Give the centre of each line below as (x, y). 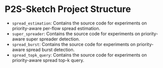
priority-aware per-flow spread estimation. (56, 28)
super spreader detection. (53, 39)
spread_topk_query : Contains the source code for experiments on (79, 55)
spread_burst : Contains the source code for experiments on (74, 44)
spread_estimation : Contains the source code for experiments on (79, 23)
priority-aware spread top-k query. (48, 60)
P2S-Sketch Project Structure (68, 9)
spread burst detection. (51, 49)
